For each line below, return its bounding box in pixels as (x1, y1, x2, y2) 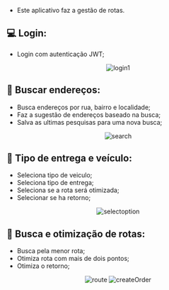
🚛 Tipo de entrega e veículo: (6, 152, 132, 164)
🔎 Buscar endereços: (6, 84, 100, 96)
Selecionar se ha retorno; (16, 194, 91, 202)
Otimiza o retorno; (16, 262, 70, 270)
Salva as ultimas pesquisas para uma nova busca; (16, 118, 163, 126)
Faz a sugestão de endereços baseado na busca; (16, 110, 161, 119)
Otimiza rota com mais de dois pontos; (16, 255, 130, 263)
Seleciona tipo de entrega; (16, 179, 94, 187)
